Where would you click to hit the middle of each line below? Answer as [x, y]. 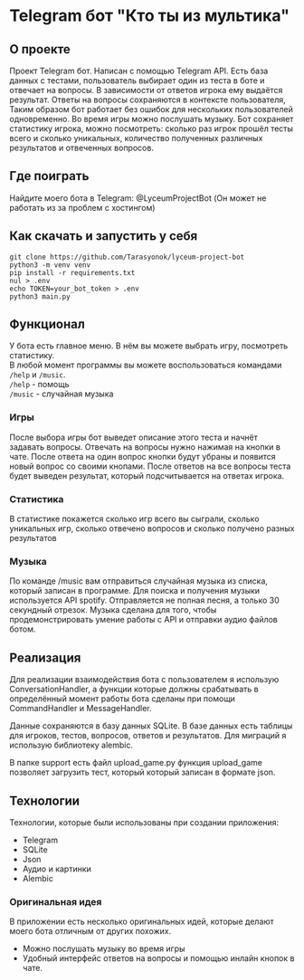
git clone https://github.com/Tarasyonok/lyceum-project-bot [127, 257]
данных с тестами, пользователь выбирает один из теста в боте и [137, 81]
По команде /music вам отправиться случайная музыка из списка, [139, 581]
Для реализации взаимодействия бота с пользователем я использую [144, 680]
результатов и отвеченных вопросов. [81, 147]
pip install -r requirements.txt [72, 272]
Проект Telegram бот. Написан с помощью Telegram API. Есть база [139, 71]
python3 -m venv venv [50, 265]
